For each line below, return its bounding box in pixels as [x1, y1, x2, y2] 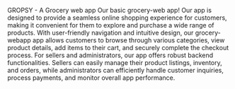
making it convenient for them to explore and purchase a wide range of [7, 21, 214, 29]
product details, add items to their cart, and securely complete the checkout [7, 44, 229, 52]
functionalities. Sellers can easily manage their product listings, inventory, [7, 59, 222, 66]
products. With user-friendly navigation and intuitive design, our [7, 28, 194, 37]
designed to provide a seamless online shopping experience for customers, [7, 13, 228, 22]
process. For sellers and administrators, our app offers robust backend [7, 51, 214, 59]
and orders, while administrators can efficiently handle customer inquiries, [7, 66, 224, 74]
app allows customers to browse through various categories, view [33, 36, 225, 44]
